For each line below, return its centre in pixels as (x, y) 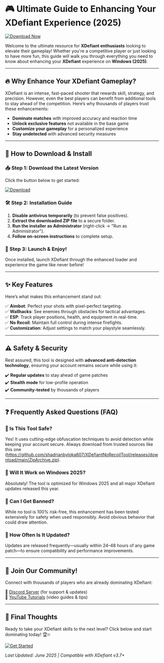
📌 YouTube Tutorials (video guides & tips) (46, 597)
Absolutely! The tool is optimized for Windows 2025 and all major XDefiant (80, 483)
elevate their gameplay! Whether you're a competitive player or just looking (81, 51)
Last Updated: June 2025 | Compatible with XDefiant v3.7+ (65, 655)
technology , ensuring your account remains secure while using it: (71, 365)
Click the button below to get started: (42, 181)
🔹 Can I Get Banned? (30, 501)
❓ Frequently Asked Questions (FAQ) (61, 412)
